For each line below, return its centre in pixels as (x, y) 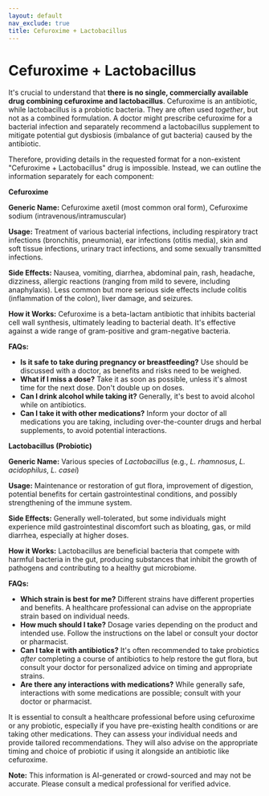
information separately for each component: (81, 177)
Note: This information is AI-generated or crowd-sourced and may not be (130, 775)
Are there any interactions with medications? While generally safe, (132, 684)
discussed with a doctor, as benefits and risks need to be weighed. (130, 371)
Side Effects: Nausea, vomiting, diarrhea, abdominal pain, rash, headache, (132, 273)
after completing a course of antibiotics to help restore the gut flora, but (139, 659)
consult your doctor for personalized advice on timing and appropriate (136, 667)
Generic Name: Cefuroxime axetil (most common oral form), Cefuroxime (128, 208)
